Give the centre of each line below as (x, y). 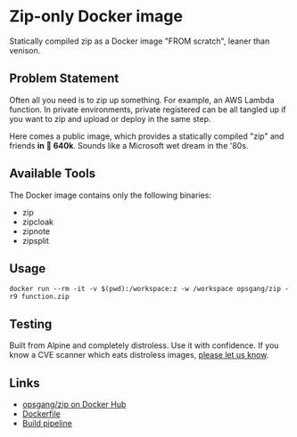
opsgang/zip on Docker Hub (74, 404)
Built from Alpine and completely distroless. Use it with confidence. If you (144, 345)
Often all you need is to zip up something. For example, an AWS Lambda (142, 100)
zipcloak (37, 222)
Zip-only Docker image (96, 16)
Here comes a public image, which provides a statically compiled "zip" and (147, 136)
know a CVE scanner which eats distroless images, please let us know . (139, 355)
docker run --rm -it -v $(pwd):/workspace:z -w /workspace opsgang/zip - (149, 289)
